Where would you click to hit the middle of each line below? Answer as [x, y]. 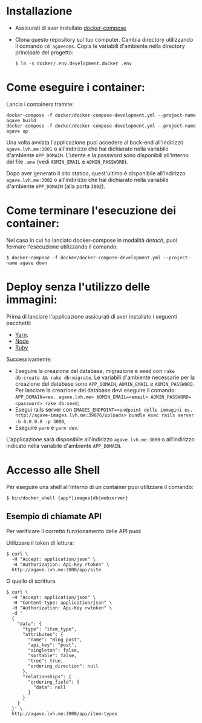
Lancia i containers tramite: [40, 104]
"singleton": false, [54, 650]
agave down [33, 263]
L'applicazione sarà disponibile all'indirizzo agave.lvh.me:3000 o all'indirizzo [101, 439]
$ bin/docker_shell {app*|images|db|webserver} [67, 498]
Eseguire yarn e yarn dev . [47, 427]
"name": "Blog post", [55, 640]
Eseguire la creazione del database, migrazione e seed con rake [95, 371]
